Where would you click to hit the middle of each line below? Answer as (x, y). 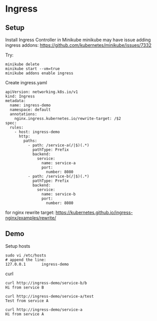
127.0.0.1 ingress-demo (37, 264)
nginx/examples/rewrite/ (31, 218)
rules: (17, 127)
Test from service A (27, 301)
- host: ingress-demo (37, 132)
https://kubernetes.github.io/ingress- (94, 212)
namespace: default (30, 110)
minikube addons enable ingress (39, 73)
